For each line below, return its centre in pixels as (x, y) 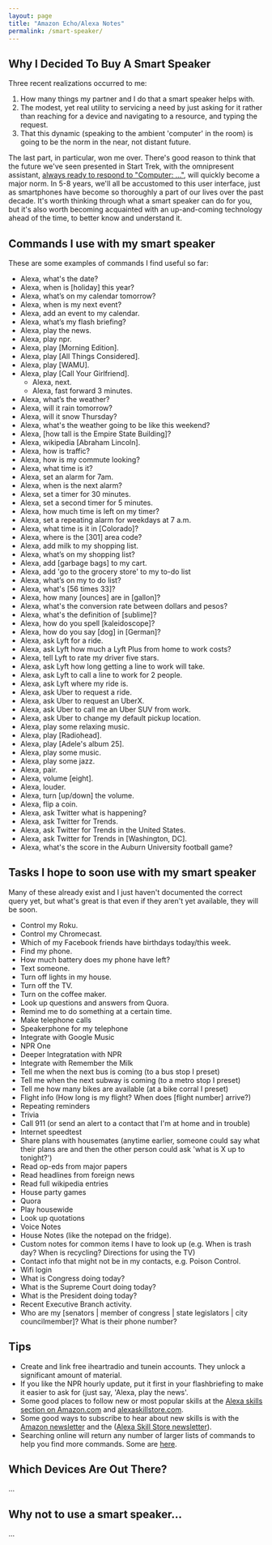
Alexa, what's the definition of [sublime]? (88, 614)
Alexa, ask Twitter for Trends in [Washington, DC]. (104, 839)
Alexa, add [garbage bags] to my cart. (83, 563)
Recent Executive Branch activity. (76, 1304)
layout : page (30, 16)
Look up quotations (52, 1218)
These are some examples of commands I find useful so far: (108, 263)
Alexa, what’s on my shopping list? (78, 554)
